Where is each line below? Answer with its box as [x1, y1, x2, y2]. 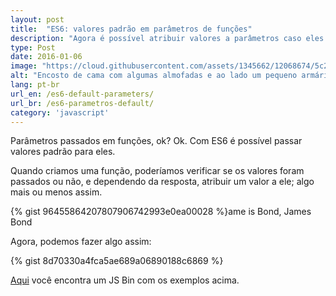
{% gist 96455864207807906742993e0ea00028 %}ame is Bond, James [10, 206, 312, 218]
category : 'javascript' [10, 107, 110, 118]
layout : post [10, 14, 65, 25]
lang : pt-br [10, 80, 60, 90]
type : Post [10, 42, 56, 53]
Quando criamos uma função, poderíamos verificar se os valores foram [10, 165, 305, 177]
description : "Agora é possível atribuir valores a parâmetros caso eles [10, 33, 325, 43]
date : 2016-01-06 [10, 52, 83, 62]
